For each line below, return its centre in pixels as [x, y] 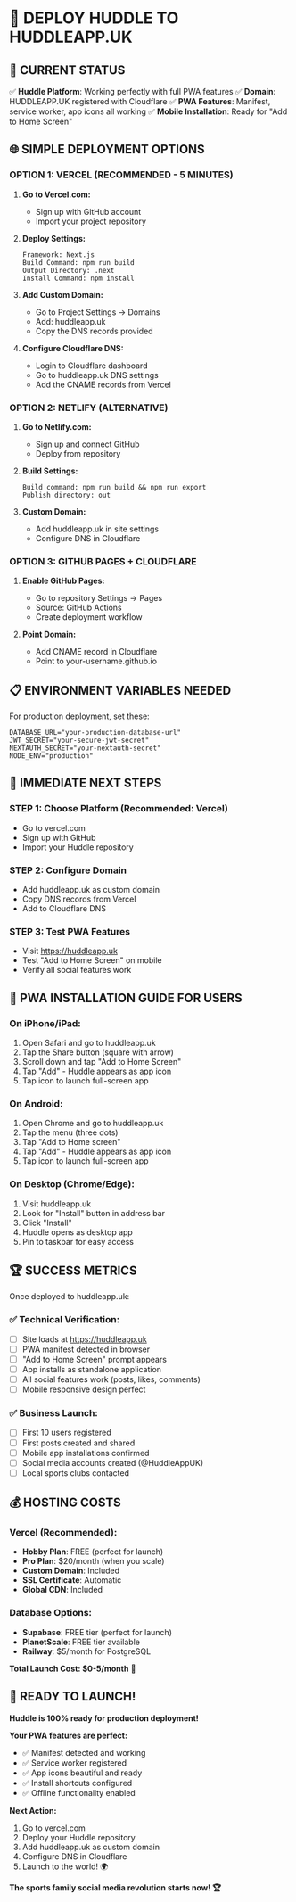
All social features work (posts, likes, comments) [111, 1379]
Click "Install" [47, 1223]
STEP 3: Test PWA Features [70, 931]
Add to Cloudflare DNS [64, 909]
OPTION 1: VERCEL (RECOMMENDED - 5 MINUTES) [121, 175]
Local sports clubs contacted [75, 1473]
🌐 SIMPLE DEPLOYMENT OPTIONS [107, 149]
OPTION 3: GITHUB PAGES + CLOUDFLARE [103, 561]
